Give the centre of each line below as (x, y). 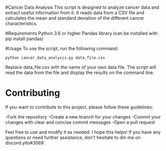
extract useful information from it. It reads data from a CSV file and (75, 13)
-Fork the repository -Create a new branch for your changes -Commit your (83, 117)
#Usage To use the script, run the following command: (62, 48)
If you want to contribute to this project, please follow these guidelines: (79, 107)
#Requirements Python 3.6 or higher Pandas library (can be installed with (81, 33)
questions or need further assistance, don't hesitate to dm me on (73, 137)
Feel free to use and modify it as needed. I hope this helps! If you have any (83, 132)
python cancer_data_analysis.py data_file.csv (55, 58)
